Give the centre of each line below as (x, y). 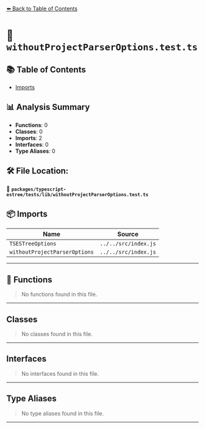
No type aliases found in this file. (63, 413)
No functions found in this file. (59, 295)
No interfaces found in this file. (60, 373)
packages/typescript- (39, 189)
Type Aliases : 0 (35, 151)
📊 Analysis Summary (48, 107)
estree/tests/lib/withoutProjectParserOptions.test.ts (77, 194)
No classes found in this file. (57, 334)
